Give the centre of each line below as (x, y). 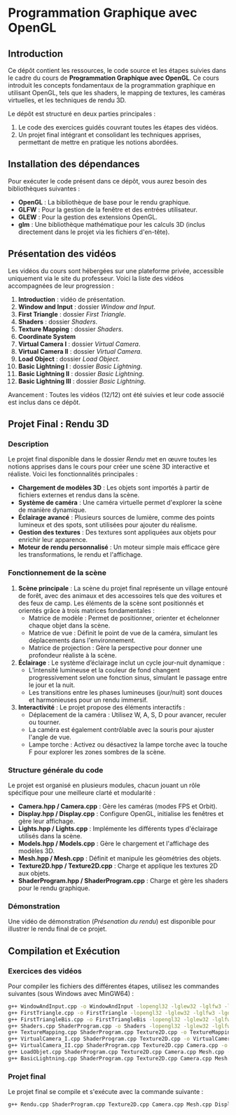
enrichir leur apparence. (53, 540)
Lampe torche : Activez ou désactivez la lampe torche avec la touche (128, 745)
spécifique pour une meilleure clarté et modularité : (82, 792)
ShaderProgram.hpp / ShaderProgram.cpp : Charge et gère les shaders (123, 880)
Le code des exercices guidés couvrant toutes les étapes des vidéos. (118, 127)
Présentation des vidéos (62, 254)
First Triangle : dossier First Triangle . (72, 314)
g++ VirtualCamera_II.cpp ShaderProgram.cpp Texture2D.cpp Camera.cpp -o (118, 1046)
